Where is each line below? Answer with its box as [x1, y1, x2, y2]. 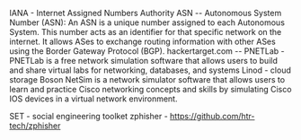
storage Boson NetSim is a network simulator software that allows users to [9, 74, 286, 84]
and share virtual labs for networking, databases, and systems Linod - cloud [9, 65, 292, 75]
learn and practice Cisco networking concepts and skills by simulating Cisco [9, 84, 292, 94]
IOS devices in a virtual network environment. [9, 93, 178, 104]
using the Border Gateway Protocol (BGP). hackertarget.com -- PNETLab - [9, 46, 285, 57]
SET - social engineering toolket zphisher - [9, 111, 168, 121]
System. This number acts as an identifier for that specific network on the [9, 27, 282, 37]
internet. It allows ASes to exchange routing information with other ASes [9, 36, 276, 47]
